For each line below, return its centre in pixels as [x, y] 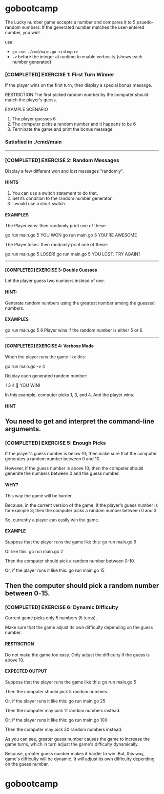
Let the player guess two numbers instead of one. [55, 281]
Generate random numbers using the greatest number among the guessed [80, 303]
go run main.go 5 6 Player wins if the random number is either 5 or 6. [74, 330]
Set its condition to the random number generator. [62, 198]
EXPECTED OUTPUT [26, 671]
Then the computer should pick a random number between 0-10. [70, 560]
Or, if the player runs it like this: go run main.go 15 [55, 570]
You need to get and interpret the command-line [80, 421]
